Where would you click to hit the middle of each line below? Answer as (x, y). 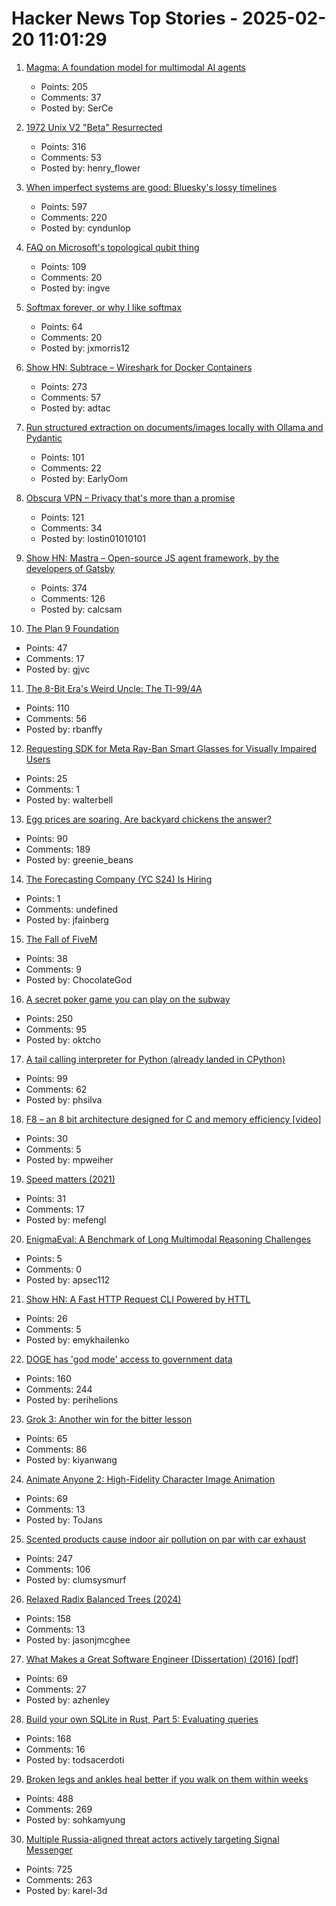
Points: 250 (49, 1018)
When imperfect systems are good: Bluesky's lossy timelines (151, 187)
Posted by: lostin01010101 (93, 538)
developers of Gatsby (70, 568)
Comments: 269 (59, 1809)
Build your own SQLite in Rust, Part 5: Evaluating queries (142, 1719)
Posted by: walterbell (69, 799)
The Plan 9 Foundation (72, 628)
